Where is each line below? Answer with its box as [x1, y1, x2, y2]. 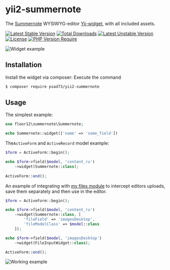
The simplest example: [5, 111, 53, 118]
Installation [5, 60, 42, 70]
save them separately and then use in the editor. [5, 188, 107, 194]
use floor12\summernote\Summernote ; [5, 122, 83, 127]
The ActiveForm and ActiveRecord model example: [5, 140, 110, 146]
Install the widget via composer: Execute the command [5, 74, 121, 80]
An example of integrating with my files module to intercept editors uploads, [5, 183, 165, 189]
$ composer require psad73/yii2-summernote [5, 84, 100, 89]
